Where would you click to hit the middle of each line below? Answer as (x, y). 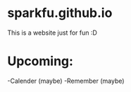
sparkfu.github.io (60, 13)
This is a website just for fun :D (52, 33)
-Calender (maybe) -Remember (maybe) (66, 81)
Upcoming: (40, 61)
